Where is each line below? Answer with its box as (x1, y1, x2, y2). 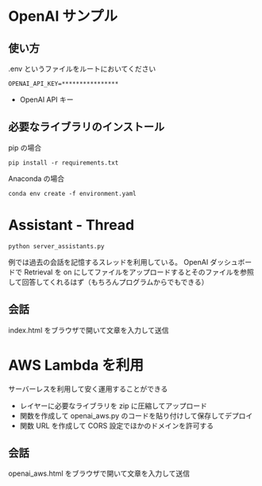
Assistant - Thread (8, 216, 135, 234)
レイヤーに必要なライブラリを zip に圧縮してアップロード (19, 401, 208, 410)
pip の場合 (8, 142, 42, 152)
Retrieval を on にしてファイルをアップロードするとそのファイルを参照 (23, 267, 254, 277)
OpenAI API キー (19, 95, 74, 104)
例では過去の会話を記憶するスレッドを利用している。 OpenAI (8, 257, 209, 266)
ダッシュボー (210, 257, 252, 266)
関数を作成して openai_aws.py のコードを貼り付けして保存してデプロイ (19, 410, 253, 420)
